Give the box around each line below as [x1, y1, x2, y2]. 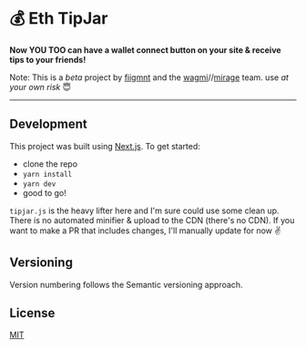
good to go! [22, 187, 66, 198]
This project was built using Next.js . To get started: [9, 140, 200, 151]
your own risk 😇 [9, 81, 71, 92]
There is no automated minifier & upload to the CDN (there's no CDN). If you [9, 214, 295, 225]
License [9, 305, 56, 321]
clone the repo [22, 158, 78, 169]
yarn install [22, 169, 73, 179]
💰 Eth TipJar [9, 8, 108, 29]
